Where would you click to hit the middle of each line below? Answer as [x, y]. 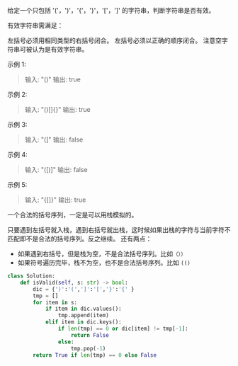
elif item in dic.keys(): [83, 322]
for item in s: [55, 302]
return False [90, 335]
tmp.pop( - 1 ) [88, 348]
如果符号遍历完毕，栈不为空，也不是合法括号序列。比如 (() [104, 263]
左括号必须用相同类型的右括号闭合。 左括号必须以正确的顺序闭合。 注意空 [114, 40]
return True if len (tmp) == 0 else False [95, 355]
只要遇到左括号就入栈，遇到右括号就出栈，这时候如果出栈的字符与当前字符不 [119, 230]
